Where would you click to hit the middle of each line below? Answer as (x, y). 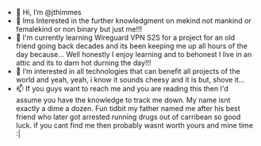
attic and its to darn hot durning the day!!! (83, 63)
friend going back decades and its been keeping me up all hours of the (132, 46)
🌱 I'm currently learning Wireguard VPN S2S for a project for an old (125, 37)
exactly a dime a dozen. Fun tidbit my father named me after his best (128, 108)
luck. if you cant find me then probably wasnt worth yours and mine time (134, 125)
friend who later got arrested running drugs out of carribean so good (128, 117)
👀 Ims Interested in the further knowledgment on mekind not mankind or (133, 21)
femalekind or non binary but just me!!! (79, 29)
